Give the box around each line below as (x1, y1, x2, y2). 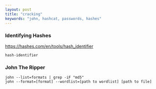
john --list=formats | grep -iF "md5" (5, 75, 84, 80)
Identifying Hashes (5, 32, 51, 39)
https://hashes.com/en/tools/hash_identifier (5, 43, 94, 49)
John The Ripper (5, 64, 45, 71)
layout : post (5, 7, 32, 12)
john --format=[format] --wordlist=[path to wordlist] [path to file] (5, 79, 152, 84)
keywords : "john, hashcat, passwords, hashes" (5, 16, 102, 21)
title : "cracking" (5, 12, 43, 17)
